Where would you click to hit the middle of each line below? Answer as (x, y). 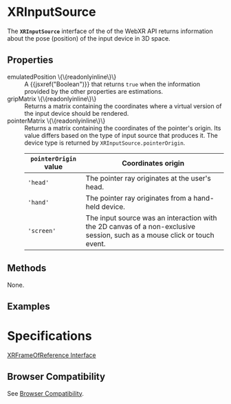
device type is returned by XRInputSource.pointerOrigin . (105, 143)
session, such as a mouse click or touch (150, 235)
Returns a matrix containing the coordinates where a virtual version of (123, 106)
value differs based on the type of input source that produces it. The (121, 135)
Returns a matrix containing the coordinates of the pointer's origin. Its (123, 128)
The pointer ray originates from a (139, 198)
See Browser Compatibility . (46, 393)
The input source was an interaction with (151, 218)
